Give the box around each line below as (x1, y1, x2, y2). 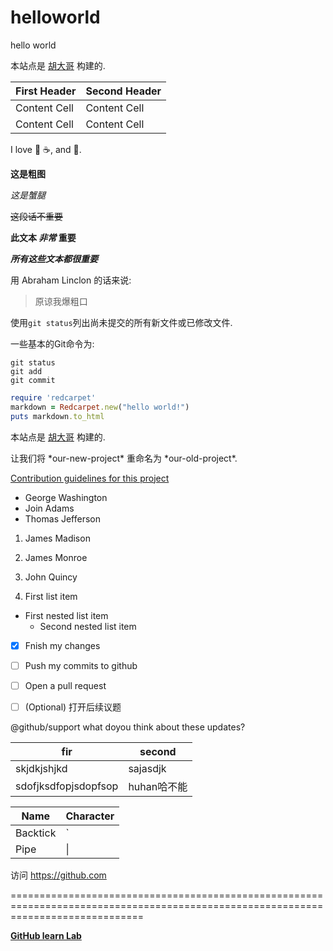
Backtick (15, 826, 57, 840)
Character (65, 809, 115, 823)
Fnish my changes (24, 639, 101, 651)
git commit (10, 375, 56, 385)
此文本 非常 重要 (10, 231, 77, 243)
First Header (15, 84, 77, 98)
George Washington (24, 491, 108, 503)
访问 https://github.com (10, 869, 107, 881)
